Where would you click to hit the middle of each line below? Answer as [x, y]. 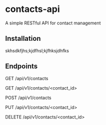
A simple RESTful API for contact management [53, 23]
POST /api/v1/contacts [28, 98]
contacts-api [32, 9]
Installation [23, 39]
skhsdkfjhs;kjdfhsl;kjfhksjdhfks [37, 50]
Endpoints [21, 66]
